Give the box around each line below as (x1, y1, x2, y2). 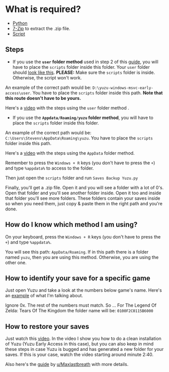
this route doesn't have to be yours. (5, 95, 81, 101)
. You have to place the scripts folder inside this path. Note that (30, 89, 163, 96)
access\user (5, 90, 30, 96)
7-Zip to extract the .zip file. (12, 25, 70, 31)
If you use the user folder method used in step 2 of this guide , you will (12, 59, 158, 65)
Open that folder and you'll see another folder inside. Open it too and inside (5, 190, 161, 196)
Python (12, 20, 28, 26)
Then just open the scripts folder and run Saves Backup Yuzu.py (5, 175, 138, 181)
